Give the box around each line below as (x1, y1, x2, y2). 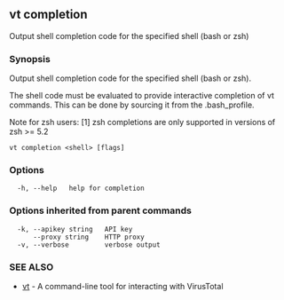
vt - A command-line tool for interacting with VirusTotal (21, 281, 224, 291)
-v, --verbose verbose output (17, 240, 162, 249)
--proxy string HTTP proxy (32, 233, 145, 241)
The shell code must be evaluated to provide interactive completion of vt (9, 91, 275, 101)
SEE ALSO (9, 261, 54, 273)
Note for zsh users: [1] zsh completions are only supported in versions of (9, 117, 276, 128)
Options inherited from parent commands (9, 204, 193, 217)
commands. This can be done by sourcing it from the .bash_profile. (9, 99, 255, 110)
